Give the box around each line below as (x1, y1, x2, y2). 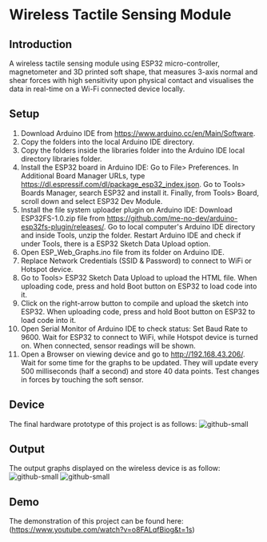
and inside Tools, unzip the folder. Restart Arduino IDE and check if (20, 230, 241, 240)
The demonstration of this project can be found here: (9, 516, 184, 526)
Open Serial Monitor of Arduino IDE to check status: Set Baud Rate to (20, 324, 249, 333)
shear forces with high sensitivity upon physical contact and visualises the (9, 76, 254, 85)
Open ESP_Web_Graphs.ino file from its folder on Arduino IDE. (20, 247, 225, 257)
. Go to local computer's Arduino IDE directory (103, 221, 256, 231)
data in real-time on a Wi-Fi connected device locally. (9, 84, 185, 94)
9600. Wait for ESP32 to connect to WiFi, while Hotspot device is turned (20, 332, 258, 341)
